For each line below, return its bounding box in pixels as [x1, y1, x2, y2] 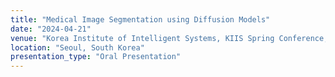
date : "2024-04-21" [10, 24, 92, 34]
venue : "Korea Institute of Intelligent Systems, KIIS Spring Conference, [10, 33, 329, 43]
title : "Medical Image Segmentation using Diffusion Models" [10, 14, 271, 25]
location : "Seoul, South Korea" [10, 42, 145, 53]
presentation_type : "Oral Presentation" [10, 52, 182, 62]
